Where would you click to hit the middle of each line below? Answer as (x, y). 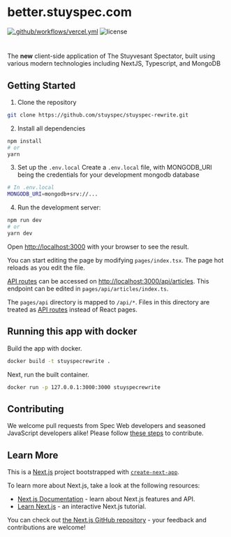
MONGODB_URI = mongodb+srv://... (53, 194)
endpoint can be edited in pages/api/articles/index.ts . (88, 288)
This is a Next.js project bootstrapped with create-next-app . (94, 472)
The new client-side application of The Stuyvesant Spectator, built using (111, 56)
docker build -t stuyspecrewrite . (59, 361)
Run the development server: (59, 207)
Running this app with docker (72, 331)
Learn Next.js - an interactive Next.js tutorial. (82, 506)
